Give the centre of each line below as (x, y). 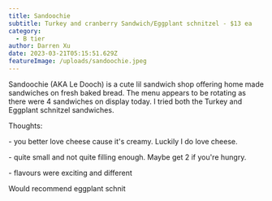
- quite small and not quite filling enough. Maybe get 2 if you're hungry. (127, 157)
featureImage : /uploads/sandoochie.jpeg (78, 62)
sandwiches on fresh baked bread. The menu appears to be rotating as (127, 92)
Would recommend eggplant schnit (67, 188)
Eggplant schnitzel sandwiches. (61, 109)
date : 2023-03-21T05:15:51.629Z (63, 53)
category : (25, 31)
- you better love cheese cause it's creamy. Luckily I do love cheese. (123, 141)
